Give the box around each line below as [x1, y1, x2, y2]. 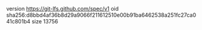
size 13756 [31, 18, 59, 25]
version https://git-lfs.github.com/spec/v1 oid [6, 5, 119, 12]
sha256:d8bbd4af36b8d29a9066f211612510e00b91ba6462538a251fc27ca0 [6, 11, 197, 19]
